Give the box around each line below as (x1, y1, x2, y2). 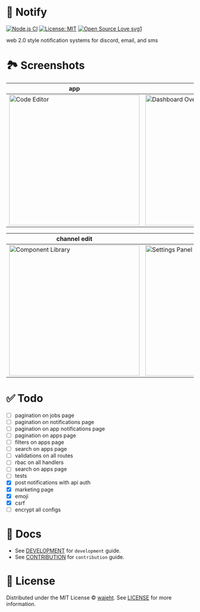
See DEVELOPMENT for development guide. (14, 547, 121, 554)
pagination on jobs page (14, 412, 74, 419)
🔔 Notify (6, 5, 48, 19)
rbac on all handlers (14, 459, 64, 466)
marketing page (14, 486, 54, 493)
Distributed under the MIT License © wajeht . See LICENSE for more (6, 594, 172, 601)
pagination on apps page (14, 432, 76, 439)
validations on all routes (14, 452, 73, 459)
